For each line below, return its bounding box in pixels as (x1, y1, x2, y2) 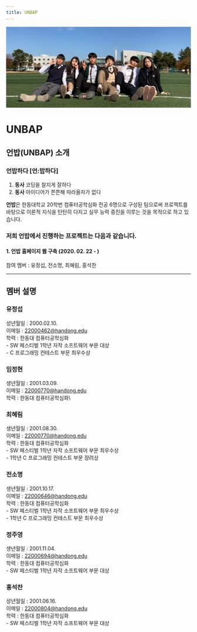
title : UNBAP (6, 9, 38, 15)
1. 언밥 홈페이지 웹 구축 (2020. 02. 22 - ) (6, 248, 100, 255)
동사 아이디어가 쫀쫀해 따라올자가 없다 (14, 189, 101, 195)
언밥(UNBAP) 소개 (6, 148, 70, 158)
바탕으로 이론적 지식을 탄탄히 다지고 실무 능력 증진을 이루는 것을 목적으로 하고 (6, 209, 183, 215)
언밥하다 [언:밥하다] (6, 166, 59, 175)
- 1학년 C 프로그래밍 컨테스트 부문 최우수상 (6, 514, 104, 521)
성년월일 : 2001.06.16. (6, 597, 57, 605)
